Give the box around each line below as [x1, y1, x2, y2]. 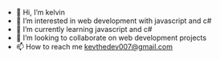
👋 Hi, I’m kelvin [15, 8, 66, 17]
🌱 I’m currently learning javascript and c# [15, 25, 153, 33]
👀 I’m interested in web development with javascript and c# [15, 16, 212, 26]
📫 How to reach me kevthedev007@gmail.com [15, 42, 173, 51]
